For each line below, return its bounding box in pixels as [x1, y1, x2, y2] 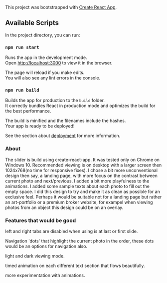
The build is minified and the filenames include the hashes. [5, 117, 126, 124]
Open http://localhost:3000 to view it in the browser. [5, 60, 113, 66]
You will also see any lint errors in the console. [5, 75, 101, 81]
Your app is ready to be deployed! [5, 123, 75, 129]
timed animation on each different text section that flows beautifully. [5, 262, 145, 268]
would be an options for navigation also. [5, 243, 88, 249]
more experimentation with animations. [5, 272, 85, 278]
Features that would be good [5, 217, 76, 224]
